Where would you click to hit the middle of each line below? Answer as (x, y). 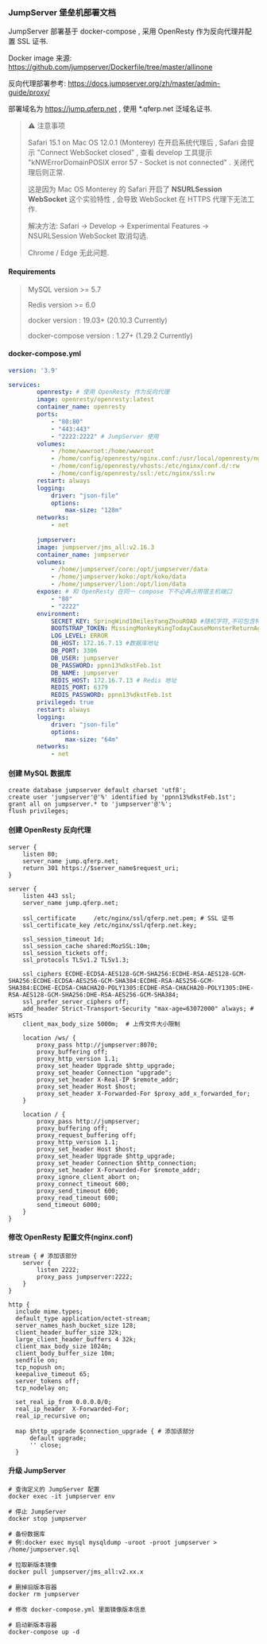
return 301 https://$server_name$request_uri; (101, 868)
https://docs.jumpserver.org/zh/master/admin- (144, 83)
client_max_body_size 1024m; (64, 1346)
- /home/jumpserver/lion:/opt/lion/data (118, 584)
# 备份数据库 (27, 1534)
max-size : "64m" (92, 739)
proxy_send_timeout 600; (78, 1191)
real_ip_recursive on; (53, 1416)
